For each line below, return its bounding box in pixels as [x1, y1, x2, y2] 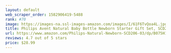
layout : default [5, 7, 40, 13]
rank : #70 [5, 17, 26, 22]
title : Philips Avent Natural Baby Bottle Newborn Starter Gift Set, [5, 26, 156, 31]
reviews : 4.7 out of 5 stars [5, 36, 67, 41]
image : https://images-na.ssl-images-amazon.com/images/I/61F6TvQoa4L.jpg [5, 21, 167, 27]
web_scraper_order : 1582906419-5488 [5, 12, 83, 17]
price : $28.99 [5, 40, 36, 45]
